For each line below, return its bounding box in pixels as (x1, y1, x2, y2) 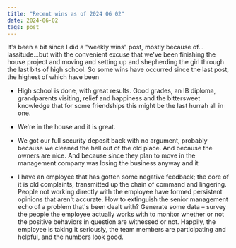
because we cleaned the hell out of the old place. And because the (17, 144, 213, 153)
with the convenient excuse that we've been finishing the (49, 50, 216, 59)
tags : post (7, 23, 40, 30)
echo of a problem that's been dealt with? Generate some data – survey (17, 203, 226, 211)
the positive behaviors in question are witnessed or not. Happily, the (17, 218, 216, 226)
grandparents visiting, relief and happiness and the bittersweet (17, 94, 201, 102)
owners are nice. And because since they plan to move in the (17, 151, 196, 160)
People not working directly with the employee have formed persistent (17, 188, 223, 196)
